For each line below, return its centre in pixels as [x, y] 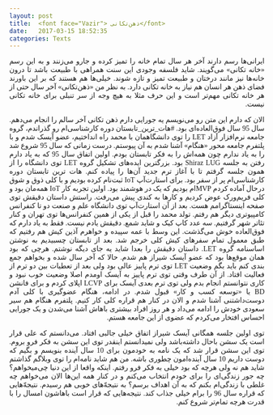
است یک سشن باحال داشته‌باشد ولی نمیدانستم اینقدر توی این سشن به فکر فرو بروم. [137, 342]
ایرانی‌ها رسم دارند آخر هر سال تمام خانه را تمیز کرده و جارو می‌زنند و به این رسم [137, 61]
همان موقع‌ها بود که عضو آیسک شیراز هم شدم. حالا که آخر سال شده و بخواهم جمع [137, 258]
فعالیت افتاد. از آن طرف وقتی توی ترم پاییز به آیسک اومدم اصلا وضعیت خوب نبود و [137, 275]
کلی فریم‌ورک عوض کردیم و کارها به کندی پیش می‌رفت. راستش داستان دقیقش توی [137, 198]
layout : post [31, 16]
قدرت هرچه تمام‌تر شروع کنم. [220, 402]
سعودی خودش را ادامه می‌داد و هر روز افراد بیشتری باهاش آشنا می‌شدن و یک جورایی [137, 309]
